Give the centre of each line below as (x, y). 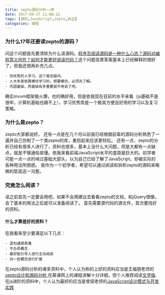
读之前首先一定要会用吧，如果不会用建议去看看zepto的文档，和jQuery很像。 (82, 197)
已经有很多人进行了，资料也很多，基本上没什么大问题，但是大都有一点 (80, 147)
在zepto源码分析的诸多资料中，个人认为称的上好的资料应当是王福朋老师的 (80, 269)
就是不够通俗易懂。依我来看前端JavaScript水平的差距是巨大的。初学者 (85, 152)
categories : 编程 (22, 23)
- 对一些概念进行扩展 (24, 259)
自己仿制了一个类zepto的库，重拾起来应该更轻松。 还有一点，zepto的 (84, 140)
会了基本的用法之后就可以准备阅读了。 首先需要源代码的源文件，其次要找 (79, 203)
